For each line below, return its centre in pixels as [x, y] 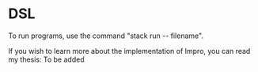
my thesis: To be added [46, 59]
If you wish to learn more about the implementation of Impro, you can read [129, 51]
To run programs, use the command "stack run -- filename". [106, 36]
